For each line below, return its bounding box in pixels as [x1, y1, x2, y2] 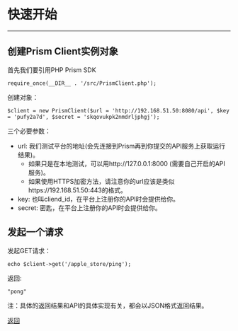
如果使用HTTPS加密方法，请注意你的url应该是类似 [28, 177, 175, 185]
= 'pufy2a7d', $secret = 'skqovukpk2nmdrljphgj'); [7, 113, 160, 120]
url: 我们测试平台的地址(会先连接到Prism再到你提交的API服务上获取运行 [17, 141, 225, 150]
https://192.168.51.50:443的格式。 [28, 185, 127, 194]
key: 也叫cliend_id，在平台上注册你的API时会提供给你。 [17, 194, 179, 203]
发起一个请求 [7, 226, 64, 238]
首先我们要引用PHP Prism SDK [7, 65, 97, 74]
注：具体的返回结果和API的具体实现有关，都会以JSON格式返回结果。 [7, 301, 208, 310]
